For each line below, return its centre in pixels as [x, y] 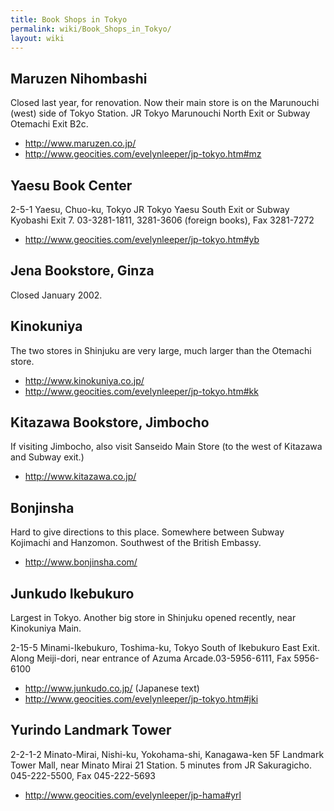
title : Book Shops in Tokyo [69, 19]
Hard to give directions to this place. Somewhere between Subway [147, 532]
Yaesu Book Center [71, 185]
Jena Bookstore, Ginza [82, 271]
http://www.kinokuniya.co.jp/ [84, 380]
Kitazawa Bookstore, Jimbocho [110, 422]
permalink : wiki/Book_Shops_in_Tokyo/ [91, 29]
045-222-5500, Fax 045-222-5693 [83, 775]
